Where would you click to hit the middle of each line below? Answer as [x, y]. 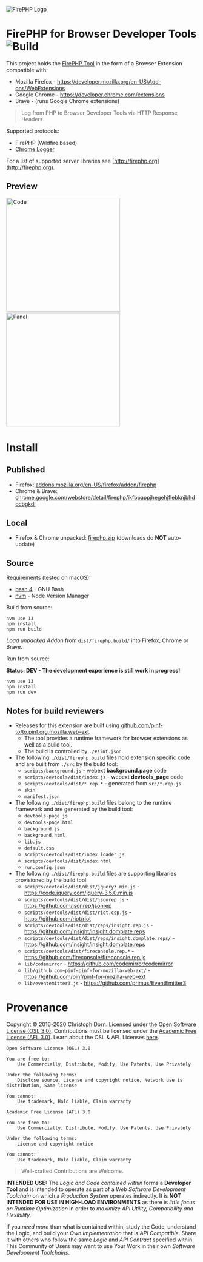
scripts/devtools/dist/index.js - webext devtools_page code [104, 777]
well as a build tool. [48, 745]
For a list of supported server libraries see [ [60, 161]
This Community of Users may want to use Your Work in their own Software [101, 1246]
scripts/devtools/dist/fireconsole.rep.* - [79, 951]
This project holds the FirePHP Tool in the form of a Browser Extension [95, 63]
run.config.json [45, 868]
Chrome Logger [35, 149]
